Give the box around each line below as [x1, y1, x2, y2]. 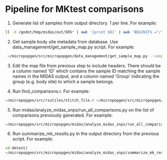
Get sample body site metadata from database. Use [12, 38, 118, 44]
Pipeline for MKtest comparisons [5, 3, 144, 15]
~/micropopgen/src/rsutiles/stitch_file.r [5, 98, 94, 103]
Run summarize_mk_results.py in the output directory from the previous [12, 131, 159, 137]
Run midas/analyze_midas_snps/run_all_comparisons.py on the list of [12, 107, 154, 113]
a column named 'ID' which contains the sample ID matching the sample [12, 68, 161, 74]
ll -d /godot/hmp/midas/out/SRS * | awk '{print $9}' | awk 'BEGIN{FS [5, 29, 153, 34]
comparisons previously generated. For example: [12, 112, 113, 118]
